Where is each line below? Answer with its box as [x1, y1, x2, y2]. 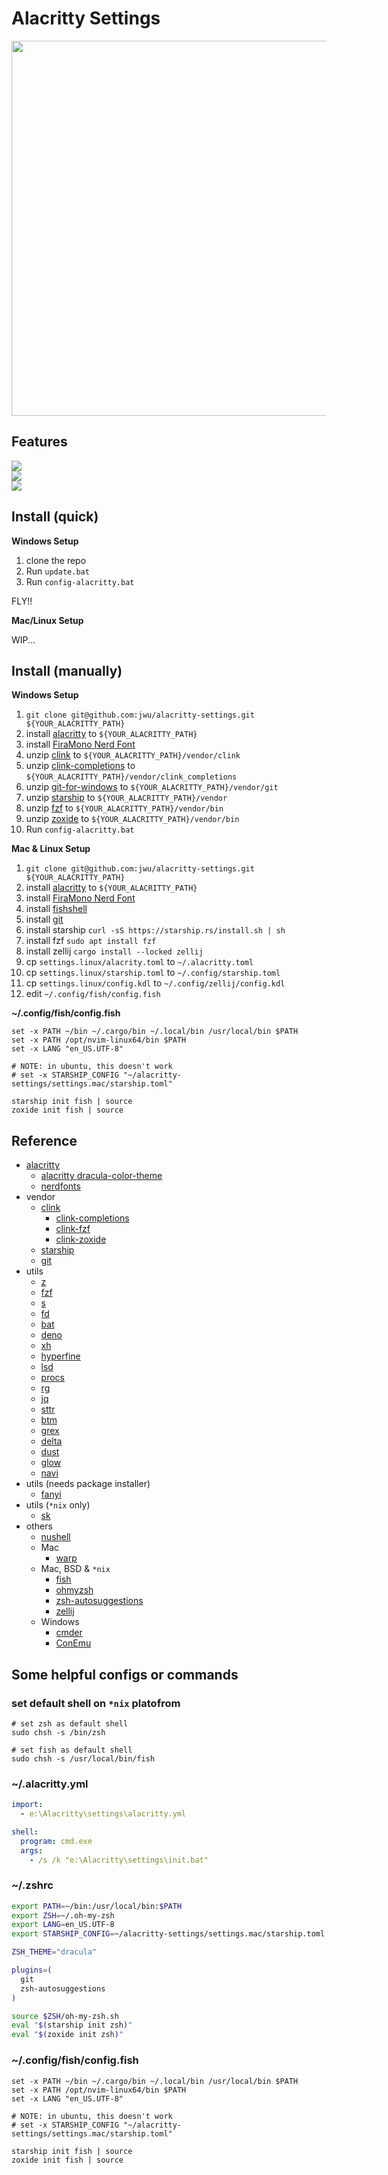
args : [20, 1845, 44, 1856]
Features [11, 433, 68, 451]
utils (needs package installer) [25, 1478, 151, 1490]
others [25, 1520, 53, 1532]
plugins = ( [11, 1965, 53, 1976]
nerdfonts [40, 1180, 81, 1192]
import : [11, 1800, 44, 1810]
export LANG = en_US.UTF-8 [11, 1920, 115, 1930]
